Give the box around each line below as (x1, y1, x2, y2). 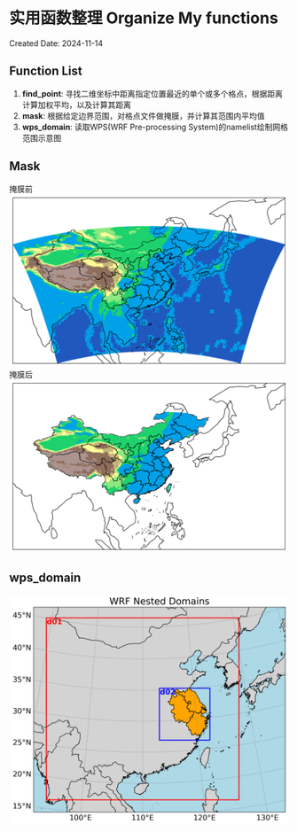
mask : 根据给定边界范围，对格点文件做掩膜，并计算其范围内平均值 (21, 110, 265, 121)
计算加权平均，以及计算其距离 (21, 99, 131, 110)
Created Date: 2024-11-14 (9, 37, 104, 49)
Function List (9, 64, 82, 79)
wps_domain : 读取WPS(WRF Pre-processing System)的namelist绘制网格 (21, 121, 288, 132)
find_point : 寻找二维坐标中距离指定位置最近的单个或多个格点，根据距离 (21, 88, 284, 98)
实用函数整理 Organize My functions (9, 8, 279, 28)
